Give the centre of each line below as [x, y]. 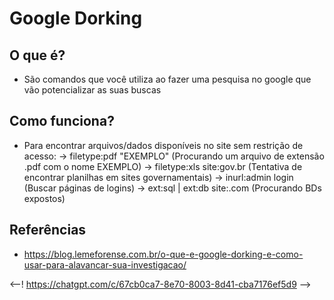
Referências [48, 230]
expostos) [44, 198]
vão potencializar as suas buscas [92, 90]
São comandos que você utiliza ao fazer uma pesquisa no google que [167, 79]
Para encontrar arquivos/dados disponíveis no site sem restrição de [163, 145]
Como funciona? [62, 121]
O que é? [37, 55]
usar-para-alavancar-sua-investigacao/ [105, 264]
